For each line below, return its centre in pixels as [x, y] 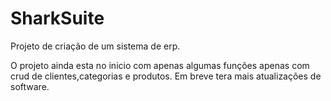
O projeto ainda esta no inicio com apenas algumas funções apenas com [160, 65]
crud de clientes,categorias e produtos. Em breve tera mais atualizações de [166, 76]
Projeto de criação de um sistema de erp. [95, 46]
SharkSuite [57, 18]
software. [30, 86]
